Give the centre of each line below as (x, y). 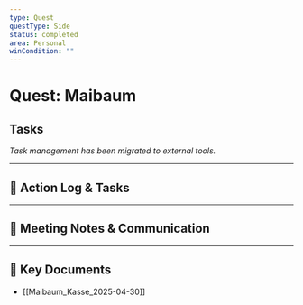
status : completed (44, 34)
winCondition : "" (42, 51)
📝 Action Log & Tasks (70, 187)
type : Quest (32, 18)
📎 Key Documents (60, 270)
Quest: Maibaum (73, 96)
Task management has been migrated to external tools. (113, 151)
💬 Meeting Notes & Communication (110, 229)
